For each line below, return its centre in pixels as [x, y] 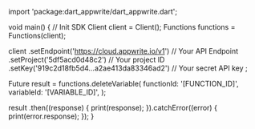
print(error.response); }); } [51, 116]
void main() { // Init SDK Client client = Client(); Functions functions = [122, 27]
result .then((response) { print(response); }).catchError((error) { [113, 108]
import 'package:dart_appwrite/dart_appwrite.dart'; [93, 12]
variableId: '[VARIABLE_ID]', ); [57, 92]
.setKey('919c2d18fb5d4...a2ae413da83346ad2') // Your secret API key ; [128, 68]
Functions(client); [37, 36]
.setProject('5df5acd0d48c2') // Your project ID [87, 60]
